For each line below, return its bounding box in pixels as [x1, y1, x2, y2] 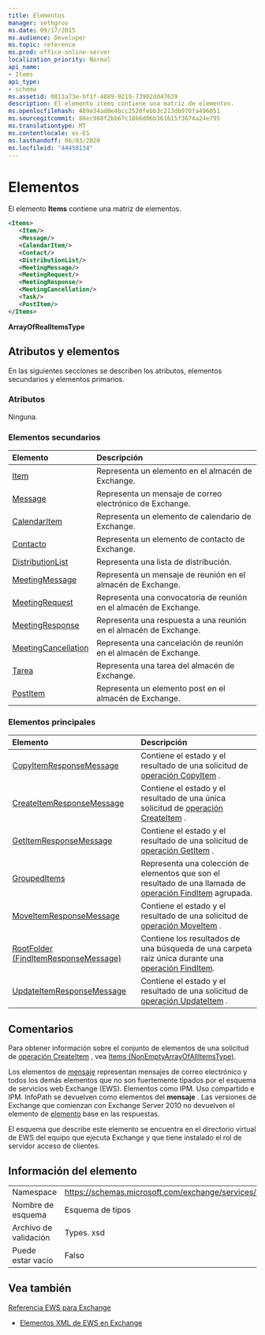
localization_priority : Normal [8, 56, 111, 64]
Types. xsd [64, 1227, 105, 1239]
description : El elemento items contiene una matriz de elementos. [8, 100, 235, 108]
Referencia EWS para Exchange [8, 1303, 112, 1312]
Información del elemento [8, 1164, 138, 1178]
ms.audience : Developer [8, 33, 87, 42]
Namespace [12, 1187, 58, 1198]
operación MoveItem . [140, 921, 222, 932]
